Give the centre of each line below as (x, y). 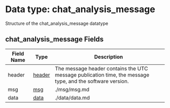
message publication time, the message (102, 75)
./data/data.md (72, 97)
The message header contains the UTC (101, 68)
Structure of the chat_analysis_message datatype (57, 23)
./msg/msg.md (72, 89)
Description (109, 57)
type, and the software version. (92, 81)
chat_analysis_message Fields (54, 39)
